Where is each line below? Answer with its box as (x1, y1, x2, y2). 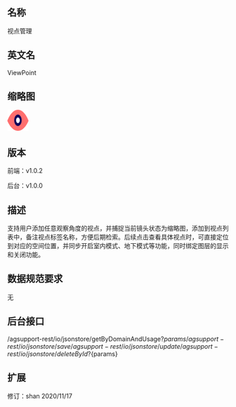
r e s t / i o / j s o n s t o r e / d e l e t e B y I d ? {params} (7, 349, 118, 358)
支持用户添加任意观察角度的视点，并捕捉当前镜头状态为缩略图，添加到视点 (7, 224, 223, 233)
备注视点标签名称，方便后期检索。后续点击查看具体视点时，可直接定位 (25, 233, 229, 241)
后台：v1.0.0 (7, 181, 44, 190)
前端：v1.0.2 (7, 167, 44, 175)
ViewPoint (7, 68, 37, 77)
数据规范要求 (7, 273, 63, 285)
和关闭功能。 (7, 250, 44, 259)
